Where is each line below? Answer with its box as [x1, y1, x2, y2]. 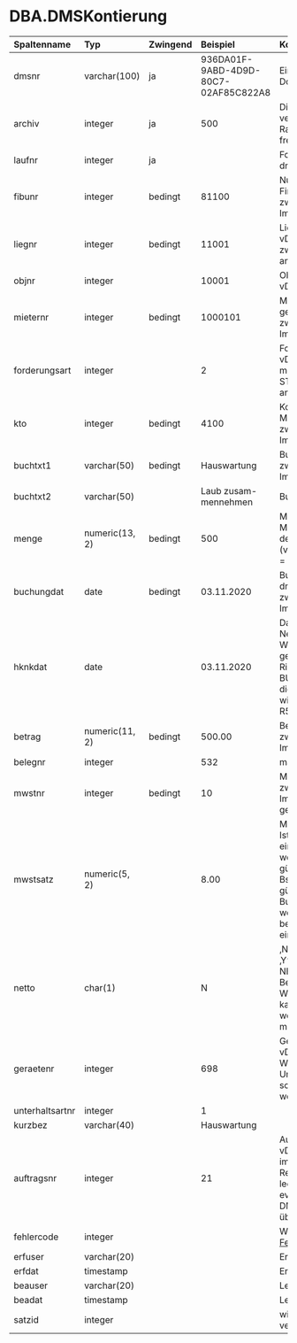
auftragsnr [13, 1171, 57, 1184]
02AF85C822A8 [200, 86, 271, 98]
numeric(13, [83, 527, 136, 539]
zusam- [224, 484, 258, 497]
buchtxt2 [13, 490, 51, 502]
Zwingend [148, 38, 193, 50]
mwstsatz [13, 873, 55, 885]
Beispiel [200, 38, 236, 50]
